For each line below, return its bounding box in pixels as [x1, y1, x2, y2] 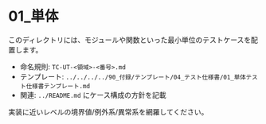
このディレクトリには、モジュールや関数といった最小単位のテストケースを [8, 35, 252, 45]
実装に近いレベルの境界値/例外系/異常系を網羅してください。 [8, 107, 209, 116]
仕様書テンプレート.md [25, 82, 90, 90]
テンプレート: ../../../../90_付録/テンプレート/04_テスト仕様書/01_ [19, 72, 235, 81]
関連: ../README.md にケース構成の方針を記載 [19, 90, 166, 99]
